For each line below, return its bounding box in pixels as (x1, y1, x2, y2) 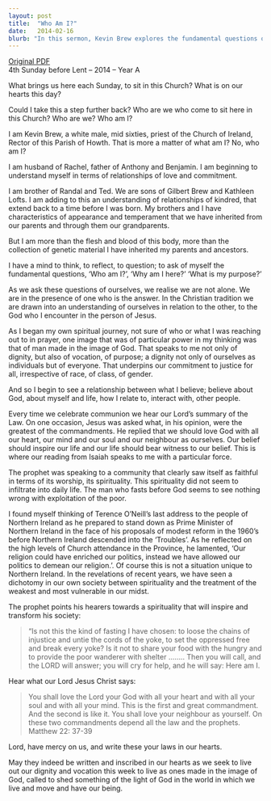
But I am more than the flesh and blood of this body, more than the (8, 236, 230, 247)
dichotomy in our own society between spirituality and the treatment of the (8, 578, 256, 588)
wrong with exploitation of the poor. (8, 494, 127, 504)
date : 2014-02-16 (8, 27, 74, 35)
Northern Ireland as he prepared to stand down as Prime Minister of (8, 518, 234, 528)
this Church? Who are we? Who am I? (8, 114, 133, 124)
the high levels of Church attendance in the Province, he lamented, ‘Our (8, 543, 246, 554)
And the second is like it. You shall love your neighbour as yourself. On (27, 709, 262, 719)
